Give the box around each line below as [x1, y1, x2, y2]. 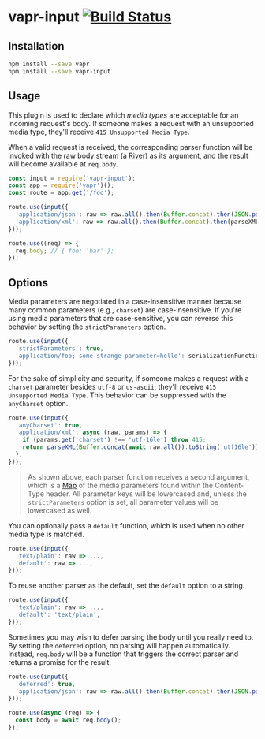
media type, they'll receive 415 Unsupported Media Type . [8, 127, 190, 136]
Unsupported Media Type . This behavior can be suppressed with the [8, 390, 227, 400]
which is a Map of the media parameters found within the [27, 480, 214, 490]
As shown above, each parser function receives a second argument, [27, 472, 250, 481]
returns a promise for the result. [8, 657, 112, 666]
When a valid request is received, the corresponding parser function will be [8, 142, 253, 151]
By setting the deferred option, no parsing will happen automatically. [8, 640, 231, 650]
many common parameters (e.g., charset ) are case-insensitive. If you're [8, 305, 242, 315]
